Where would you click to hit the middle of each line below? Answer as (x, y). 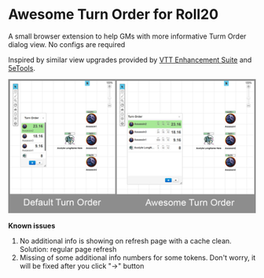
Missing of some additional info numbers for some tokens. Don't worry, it (137, 258)
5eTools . (22, 68)
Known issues (32, 225)
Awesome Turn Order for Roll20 (113, 15)
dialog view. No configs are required (67, 44)
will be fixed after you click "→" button (82, 265)
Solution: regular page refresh (68, 249)
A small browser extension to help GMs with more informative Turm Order (127, 36)
